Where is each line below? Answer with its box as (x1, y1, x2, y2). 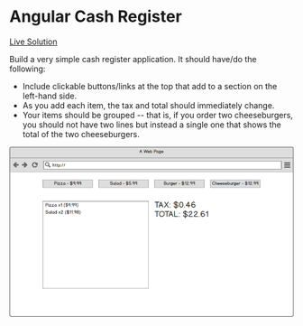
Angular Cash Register (9, 6, 182, 27)
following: (9, 63, 46, 74)
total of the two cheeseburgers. (22, 128, 140, 139)
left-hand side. (22, 90, 78, 101)
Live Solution (9, 36, 58, 47)
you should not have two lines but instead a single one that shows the (22, 119, 281, 130)
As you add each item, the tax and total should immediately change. (22, 99, 275, 110)
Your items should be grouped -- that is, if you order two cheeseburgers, (22, 109, 293, 120)
